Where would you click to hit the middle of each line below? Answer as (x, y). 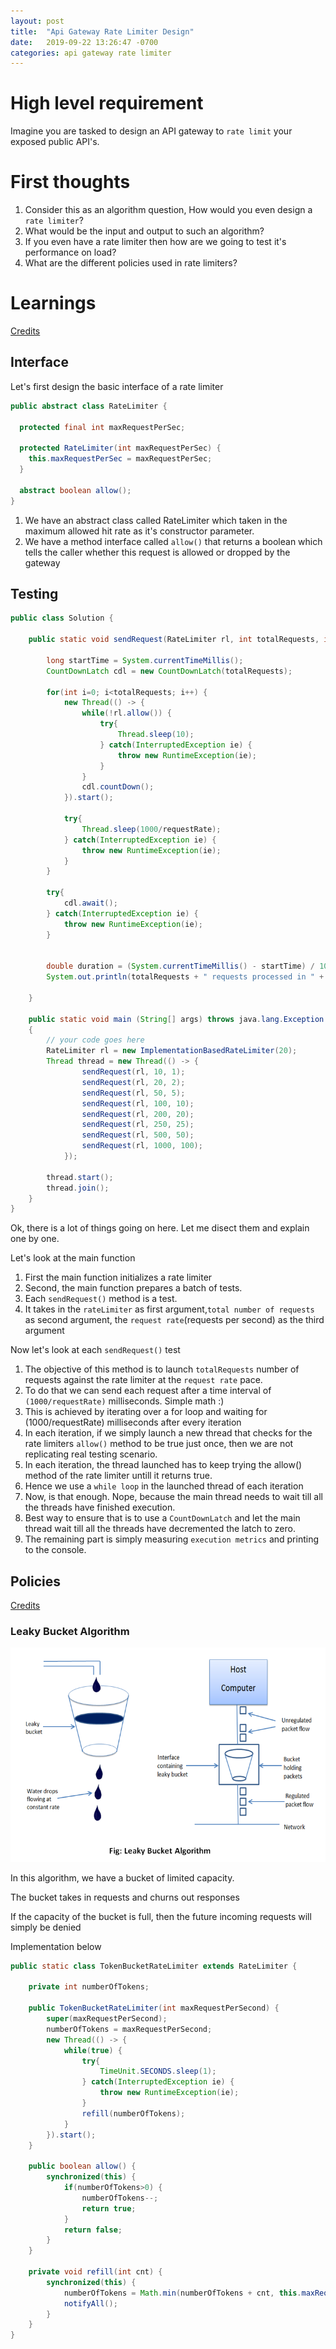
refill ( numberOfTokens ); (133, 2113)
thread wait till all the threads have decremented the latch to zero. (160, 1529)
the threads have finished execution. (100, 1507)
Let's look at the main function (73, 1258)
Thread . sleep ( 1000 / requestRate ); (151, 829)
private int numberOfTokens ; (89, 1987)
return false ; (93, 2230)
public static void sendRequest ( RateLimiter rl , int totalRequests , (174, 640)
